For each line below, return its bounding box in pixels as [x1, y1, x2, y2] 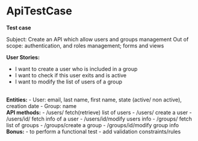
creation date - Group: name [6, 102, 77, 109]
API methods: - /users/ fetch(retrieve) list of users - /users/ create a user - [6, 109, 192, 116]
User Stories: [6, 53, 40, 61]
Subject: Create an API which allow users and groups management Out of [6, 35, 189, 43]
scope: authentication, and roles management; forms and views [6, 42, 164, 49]
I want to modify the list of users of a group [14, 78, 122, 85]
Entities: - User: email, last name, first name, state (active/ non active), [6, 96, 182, 103]
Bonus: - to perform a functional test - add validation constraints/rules [6, 128, 181, 135]
